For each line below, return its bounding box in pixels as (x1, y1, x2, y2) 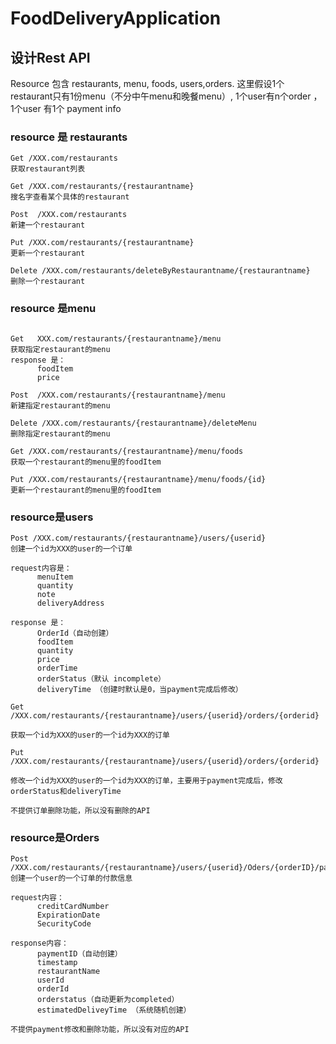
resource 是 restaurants (10, 130, 128, 144)
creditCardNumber (36, 902, 110, 912)
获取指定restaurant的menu (10, 344, 111, 354)
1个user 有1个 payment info (10, 103, 122, 114)
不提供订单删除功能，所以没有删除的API (10, 805, 151, 816)
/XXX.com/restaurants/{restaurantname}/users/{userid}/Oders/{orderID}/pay (10, 863, 333, 873)
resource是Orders (10, 830, 100, 844)
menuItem (36, 572, 74, 582)
